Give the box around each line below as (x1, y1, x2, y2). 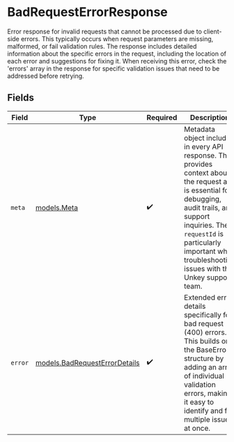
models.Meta (35, 203, 79, 213)
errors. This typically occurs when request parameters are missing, (20, 34, 214, 43)
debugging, (184, 194, 221, 204)
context (184, 168, 209, 178)
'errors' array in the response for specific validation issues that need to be (7, 64, 220, 73)
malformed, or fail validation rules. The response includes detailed (7, 42, 197, 50)
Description (190, 112, 230, 122)
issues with (184, 264, 221, 273)
